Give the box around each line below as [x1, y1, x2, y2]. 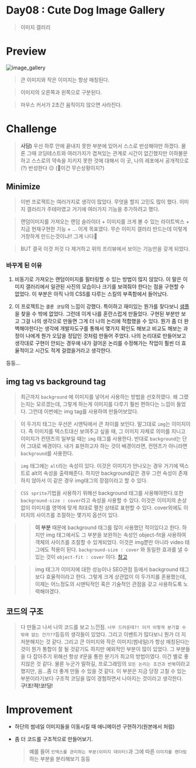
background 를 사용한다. [20, 450, 74, 457]
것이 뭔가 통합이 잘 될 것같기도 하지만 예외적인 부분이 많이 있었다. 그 [20, 645, 175, 652]
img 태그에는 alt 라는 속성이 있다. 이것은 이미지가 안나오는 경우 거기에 [20, 462, 178, 469]
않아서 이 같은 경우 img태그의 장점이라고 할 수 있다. [31, 477, 148, 484]
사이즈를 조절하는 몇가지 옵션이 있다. [36, 511, 119, 518]
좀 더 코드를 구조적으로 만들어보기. [14, 736, 93, 743]
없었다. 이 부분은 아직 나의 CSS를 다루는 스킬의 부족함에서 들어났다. [14, 290, 169, 297]
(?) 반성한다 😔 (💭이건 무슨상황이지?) [20, 164, 105, 171]
